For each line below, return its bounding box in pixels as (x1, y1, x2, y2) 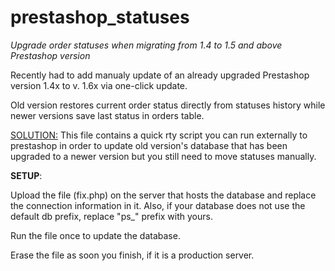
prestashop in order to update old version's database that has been (10, 139, 288, 151)
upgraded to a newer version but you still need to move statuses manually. (10, 150, 317, 162)
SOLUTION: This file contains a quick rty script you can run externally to (10, 129, 308, 141)
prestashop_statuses (10, 6, 190, 29)
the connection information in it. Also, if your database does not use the (10, 199, 306, 211)
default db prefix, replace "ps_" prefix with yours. (10, 210, 213, 222)
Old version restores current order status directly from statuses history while (10, 99, 326, 111)
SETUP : (10, 169, 43, 181)
